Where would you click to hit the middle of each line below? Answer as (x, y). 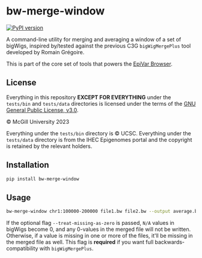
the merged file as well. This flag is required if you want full (80, 242)
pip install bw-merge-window (43, 179)
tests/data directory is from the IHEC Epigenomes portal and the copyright (99, 140)
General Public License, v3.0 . (42, 110)
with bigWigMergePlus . (66, 248)
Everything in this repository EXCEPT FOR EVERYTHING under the (89, 97)
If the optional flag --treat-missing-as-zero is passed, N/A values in (90, 223)
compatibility (22, 248)
